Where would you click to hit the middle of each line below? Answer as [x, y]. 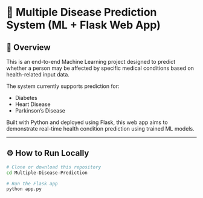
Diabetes [26, 98]
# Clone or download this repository [54, 167]
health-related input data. [38, 74]
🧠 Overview [28, 47]
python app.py [24, 189]
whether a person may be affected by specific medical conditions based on [100, 68]
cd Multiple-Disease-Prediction [47, 173]
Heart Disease [33, 104]
